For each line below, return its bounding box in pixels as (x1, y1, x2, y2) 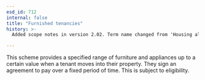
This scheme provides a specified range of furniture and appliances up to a (6, 54, 196, 61)
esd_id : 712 (6, 9, 37, 15)
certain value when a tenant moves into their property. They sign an (6, 60, 177, 68)
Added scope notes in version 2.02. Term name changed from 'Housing (12, 32, 192, 38)
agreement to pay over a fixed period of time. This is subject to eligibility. (6, 67, 190, 74)
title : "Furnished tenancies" (6, 20, 84, 26)
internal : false (6, 15, 48, 21)
